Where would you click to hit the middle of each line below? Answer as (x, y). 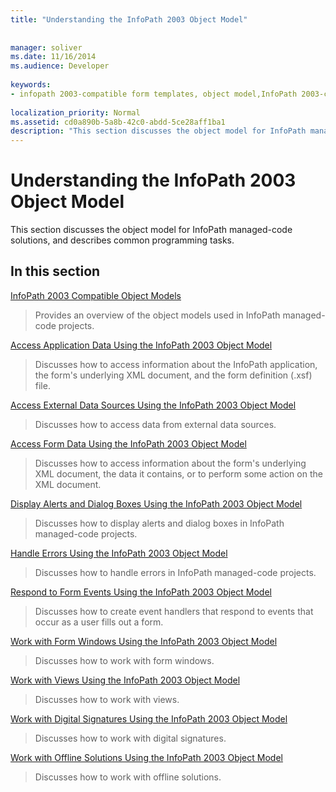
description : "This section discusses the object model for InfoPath (158, 131)
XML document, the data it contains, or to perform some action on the (178, 473)
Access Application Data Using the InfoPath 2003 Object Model (141, 345)
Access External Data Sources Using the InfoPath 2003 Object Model (153, 405)
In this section (55, 271)
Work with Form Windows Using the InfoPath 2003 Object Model (144, 641)
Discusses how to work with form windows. (124, 660)
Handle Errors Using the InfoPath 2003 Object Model (119, 553)
